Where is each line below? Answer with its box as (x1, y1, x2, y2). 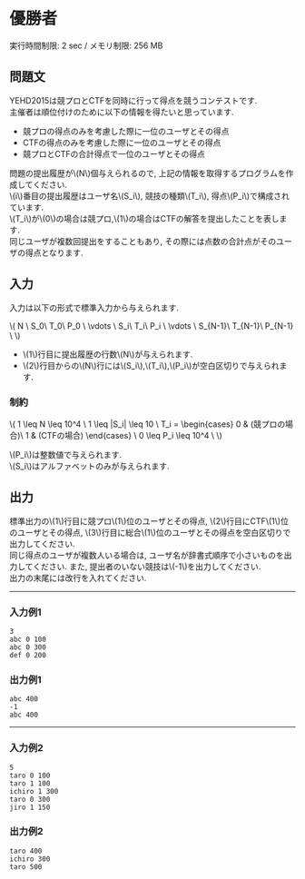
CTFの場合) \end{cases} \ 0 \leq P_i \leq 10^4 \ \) (40, 430, 222, 440)
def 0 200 (9, 650, 47, 659)
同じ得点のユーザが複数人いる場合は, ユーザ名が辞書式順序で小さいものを (9, 549, 284, 560)
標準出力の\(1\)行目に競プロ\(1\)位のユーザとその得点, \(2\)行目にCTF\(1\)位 (9, 515, 289, 527)
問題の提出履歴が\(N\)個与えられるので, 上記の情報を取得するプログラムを (9, 167, 286, 178)
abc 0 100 (9, 635, 47, 644)
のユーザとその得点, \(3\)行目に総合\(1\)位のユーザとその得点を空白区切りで (9, 527, 291, 538)
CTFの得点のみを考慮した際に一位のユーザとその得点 (22, 137, 221, 148)
